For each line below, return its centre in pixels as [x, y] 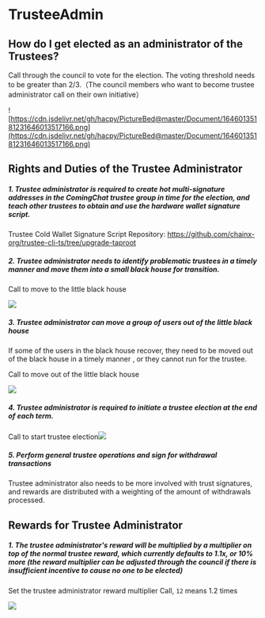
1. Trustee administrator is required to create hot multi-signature [117, 189]
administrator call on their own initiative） [76, 94]
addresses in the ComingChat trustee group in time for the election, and [129, 197]
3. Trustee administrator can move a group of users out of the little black [131, 322]
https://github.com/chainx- [211, 235]
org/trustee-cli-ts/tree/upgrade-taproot [72, 242]
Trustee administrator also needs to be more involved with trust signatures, [131, 483]
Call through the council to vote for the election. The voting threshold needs [132, 75]
